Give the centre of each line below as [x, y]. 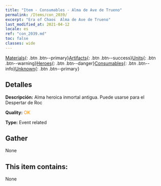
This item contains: [37, 167]
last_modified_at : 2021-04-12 [38, 24]
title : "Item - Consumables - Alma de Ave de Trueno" [64, 10]
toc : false [17, 39]
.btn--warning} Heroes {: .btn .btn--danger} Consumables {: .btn [71, 63]
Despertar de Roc [24, 102]
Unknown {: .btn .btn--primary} [47, 68]
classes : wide [20, 43]
